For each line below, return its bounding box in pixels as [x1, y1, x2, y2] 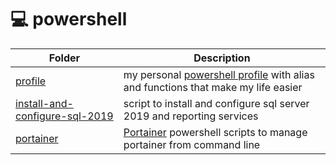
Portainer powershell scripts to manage [123, 125, 308, 139]
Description [193, 51, 251, 65]
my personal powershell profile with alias [123, 67, 315, 81]
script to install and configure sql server [123, 96, 310, 110]
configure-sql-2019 [15, 109, 114, 123]
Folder [48, 51, 81, 65]
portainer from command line [123, 137, 261, 151]
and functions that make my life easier [123, 80, 303, 94]
